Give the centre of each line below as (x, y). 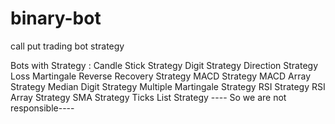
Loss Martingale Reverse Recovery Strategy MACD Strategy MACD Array (161, 76)
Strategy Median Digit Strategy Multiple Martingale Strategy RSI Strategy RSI (168, 86)
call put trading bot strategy (67, 46)
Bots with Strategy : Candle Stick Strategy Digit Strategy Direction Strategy (164, 65)
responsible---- (42, 108)
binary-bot (56, 18)
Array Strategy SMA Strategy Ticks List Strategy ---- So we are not (148, 97)
